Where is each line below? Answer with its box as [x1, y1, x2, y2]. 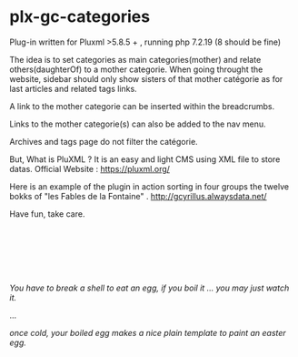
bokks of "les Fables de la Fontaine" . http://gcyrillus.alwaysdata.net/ [9, 190, 267, 201]
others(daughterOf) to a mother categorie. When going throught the [9, 64, 263, 75]
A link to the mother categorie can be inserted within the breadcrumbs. [9, 100, 275, 111]
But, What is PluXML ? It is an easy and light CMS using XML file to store [9, 153, 281, 165]
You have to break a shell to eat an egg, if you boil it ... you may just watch [9, 282, 290, 293]
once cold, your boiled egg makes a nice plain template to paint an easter [9, 327, 286, 338]
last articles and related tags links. [9, 83, 138, 94]
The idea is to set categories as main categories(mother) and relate [9, 54, 262, 65]
